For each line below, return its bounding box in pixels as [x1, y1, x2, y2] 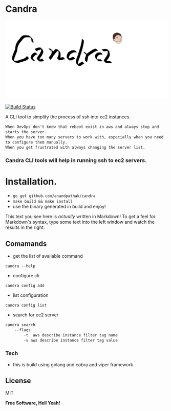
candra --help [5, 263, 36, 269]
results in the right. [5, 224, 45, 230]
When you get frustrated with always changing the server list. [5, 145, 145, 150]
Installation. [5, 175, 57, 187]
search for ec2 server [12, 312, 59, 318]
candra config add [5, 283, 45, 289]
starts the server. [5, 129, 47, 134]
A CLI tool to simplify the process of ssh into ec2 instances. [5, 114, 131, 120]
